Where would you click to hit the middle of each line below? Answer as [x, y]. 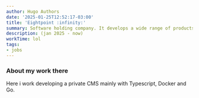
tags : [13, 45]
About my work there [37, 70]
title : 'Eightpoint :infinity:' [46, 22]
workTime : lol [24, 39]
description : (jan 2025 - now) [45, 34]
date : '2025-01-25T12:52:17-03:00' [50, 17]
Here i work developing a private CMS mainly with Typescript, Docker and [96, 84]
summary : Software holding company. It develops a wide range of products [100, 28]
